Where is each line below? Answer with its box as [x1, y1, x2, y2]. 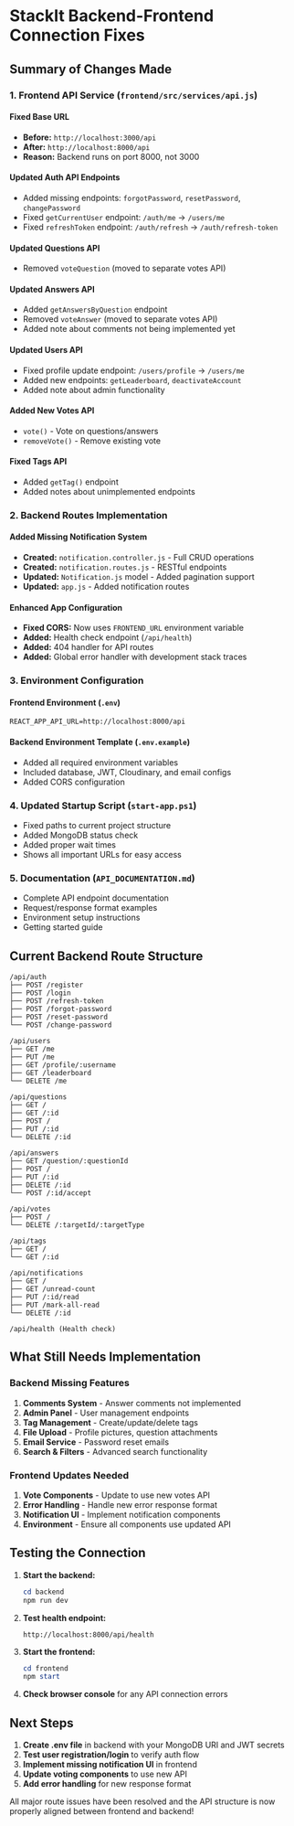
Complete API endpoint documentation [22, 892, 169, 903]
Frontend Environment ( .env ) [9, 697, 121, 708]
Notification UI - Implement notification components [22, 1509, 221, 1520]
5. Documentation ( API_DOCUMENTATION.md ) [9, 871, 196, 884]
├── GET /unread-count [9, 1284, 96, 1294]
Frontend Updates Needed [9, 1468, 130, 1481]
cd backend [22, 1587, 65, 1596]
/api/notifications [9, 1268, 84, 1277]
